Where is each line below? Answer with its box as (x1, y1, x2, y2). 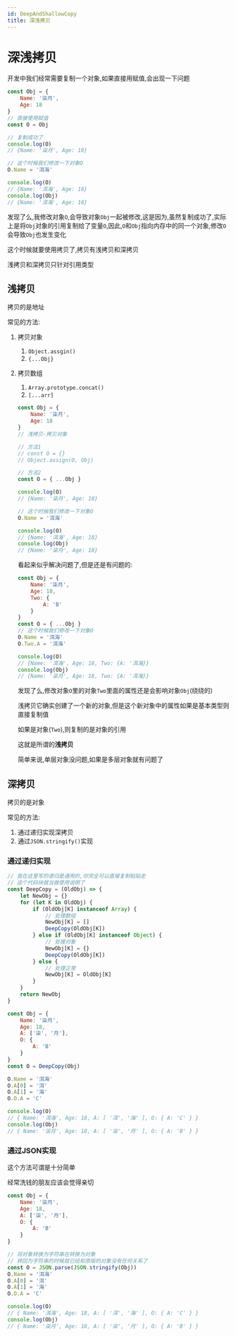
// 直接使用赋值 (7, 114, 49, 121)
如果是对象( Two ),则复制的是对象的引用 (17, 725, 127, 734)
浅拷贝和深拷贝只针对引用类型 (7, 260, 94, 268)
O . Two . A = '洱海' (17, 640, 67, 647)
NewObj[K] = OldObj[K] (44, 971, 112, 978)
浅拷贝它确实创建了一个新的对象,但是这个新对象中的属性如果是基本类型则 (17, 701, 230, 710)
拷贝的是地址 (7, 303, 44, 311)
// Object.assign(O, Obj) (17, 456, 94, 463)
